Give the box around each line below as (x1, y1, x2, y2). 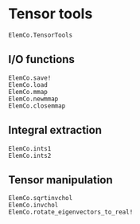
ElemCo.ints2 (8, 151, 52, 159)
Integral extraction (8, 124, 102, 137)
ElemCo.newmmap (8, 95, 59, 103)
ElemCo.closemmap (8, 101, 66, 110)
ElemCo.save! (8, 73, 52, 82)
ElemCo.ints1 (8, 144, 52, 152)
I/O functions (8, 53, 76, 66)
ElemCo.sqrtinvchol (8, 195, 73, 202)
